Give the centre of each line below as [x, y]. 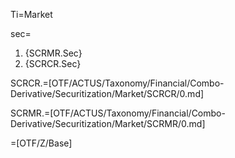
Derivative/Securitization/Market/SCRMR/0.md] [108, 123]
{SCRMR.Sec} [53, 53]
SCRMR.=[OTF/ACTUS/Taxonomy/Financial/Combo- [118, 113]
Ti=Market [31, 14]
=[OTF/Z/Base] [41, 143]
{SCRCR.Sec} [53, 63]
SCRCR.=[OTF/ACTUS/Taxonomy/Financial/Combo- [117, 83]
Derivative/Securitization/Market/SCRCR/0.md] [107, 93]
